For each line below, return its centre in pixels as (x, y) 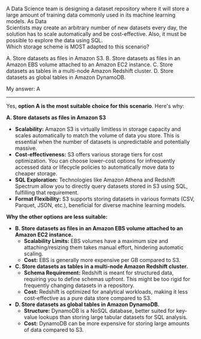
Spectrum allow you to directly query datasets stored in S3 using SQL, (101, 186)
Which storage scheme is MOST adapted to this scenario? (78, 47)
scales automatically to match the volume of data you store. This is (97, 135)
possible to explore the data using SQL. (55, 40)
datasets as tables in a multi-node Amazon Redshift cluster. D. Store (90, 71)
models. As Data (26, 21)
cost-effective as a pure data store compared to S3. (87, 298)
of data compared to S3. (54, 330)
